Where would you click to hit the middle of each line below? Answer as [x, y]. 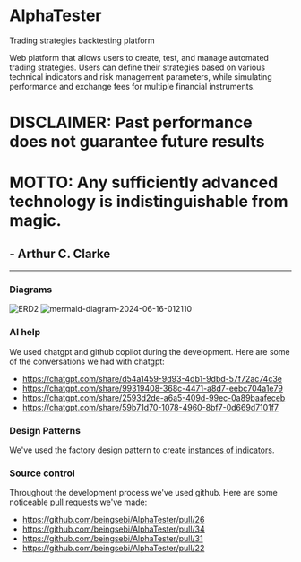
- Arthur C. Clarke [60, 253]
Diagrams [31, 290]
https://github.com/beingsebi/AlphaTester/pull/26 [113, 520]
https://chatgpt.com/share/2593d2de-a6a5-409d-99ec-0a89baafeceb [154, 398]
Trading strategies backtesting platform [82, 40]
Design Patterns [45, 430]
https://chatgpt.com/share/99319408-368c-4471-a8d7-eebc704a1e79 [153, 388]
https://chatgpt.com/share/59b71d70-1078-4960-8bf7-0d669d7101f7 [150, 407]
